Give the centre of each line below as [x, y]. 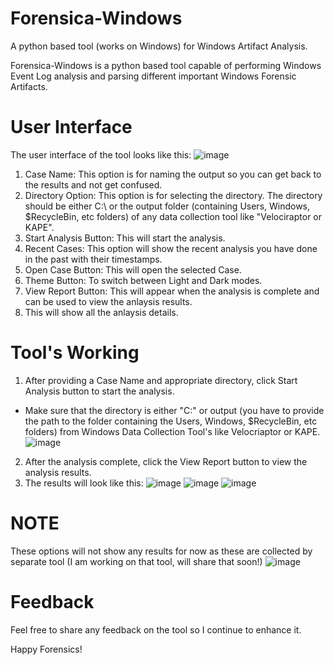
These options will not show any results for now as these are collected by [161, 551]
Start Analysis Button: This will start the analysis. [125, 238]
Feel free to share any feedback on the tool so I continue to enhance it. [156, 629]
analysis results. [58, 472]
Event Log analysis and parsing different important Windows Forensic [153, 76]
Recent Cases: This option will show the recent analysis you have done [171, 248]
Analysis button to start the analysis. [99, 391]
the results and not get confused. [93, 184]
